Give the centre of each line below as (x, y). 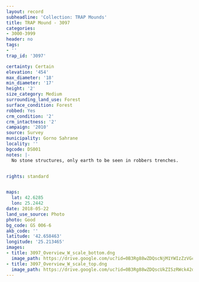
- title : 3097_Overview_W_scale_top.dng (57, 264)
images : (16, 248)
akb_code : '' (22, 231)
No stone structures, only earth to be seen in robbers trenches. (95, 160)
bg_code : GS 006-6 (29, 225)
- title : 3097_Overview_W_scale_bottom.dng (61, 253)
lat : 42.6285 (28, 198)
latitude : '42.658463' (34, 236)
